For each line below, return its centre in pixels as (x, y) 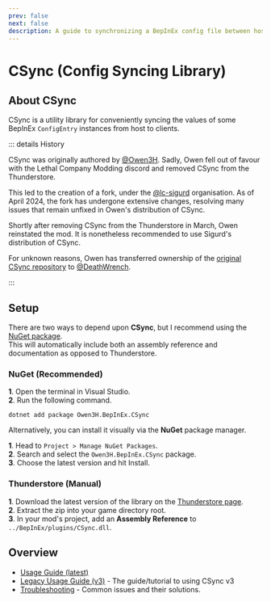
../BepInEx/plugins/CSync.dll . (60, 527)
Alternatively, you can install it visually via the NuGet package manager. (127, 430)
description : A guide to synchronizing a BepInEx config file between (129, 31)
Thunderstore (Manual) (55, 484)
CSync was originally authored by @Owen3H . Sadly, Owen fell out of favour (134, 160)
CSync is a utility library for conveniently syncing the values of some (122, 120)
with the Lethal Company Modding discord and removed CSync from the (129, 168)
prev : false (28, 16)
